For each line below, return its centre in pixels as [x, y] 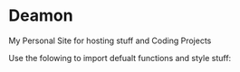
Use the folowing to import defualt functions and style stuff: [120, 58]
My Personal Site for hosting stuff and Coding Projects [110, 40]
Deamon [41, 16]
